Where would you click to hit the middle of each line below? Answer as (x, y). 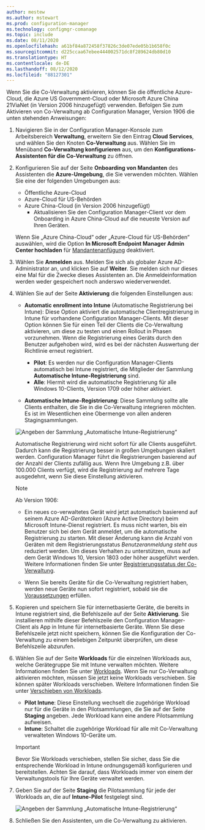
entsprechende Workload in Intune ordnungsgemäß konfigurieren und (103, 766)
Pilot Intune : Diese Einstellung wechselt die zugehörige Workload (107, 703)
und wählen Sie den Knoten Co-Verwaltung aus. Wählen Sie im (95, 143)
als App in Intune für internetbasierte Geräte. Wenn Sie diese (108, 627)
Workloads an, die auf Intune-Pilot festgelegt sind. (79, 797)
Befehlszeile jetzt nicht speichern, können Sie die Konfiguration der (100, 633)
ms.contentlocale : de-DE (38, 63)
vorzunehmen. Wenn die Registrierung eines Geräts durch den (103, 338)
